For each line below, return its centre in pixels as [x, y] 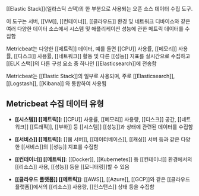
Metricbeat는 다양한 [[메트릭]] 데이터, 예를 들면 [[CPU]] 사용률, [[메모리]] [91, 49]
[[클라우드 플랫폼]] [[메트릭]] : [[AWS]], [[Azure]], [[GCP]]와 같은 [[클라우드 [102, 179]
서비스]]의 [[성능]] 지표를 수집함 [61, 146]
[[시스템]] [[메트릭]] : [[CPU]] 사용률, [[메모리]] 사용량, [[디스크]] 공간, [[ [98, 119]
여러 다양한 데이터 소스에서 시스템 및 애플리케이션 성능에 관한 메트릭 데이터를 [95, 29]
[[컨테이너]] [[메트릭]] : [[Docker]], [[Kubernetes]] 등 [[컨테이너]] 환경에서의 [103, 159]
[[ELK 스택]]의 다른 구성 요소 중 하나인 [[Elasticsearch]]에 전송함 [81, 63]
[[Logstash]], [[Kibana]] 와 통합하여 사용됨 [56, 83]
